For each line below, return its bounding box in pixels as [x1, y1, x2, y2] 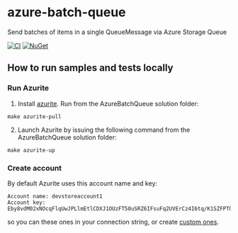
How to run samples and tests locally [7, 62, 174, 74]
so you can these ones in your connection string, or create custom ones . [7, 217, 220, 226]
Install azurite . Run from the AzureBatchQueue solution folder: [17, 99, 199, 108]
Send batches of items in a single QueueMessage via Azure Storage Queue [7, 28, 227, 36]
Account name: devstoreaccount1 [7, 193, 103, 200]
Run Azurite [7, 83, 50, 93]
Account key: [7, 199, 46, 206]
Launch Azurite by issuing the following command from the [17, 125, 191, 134]
